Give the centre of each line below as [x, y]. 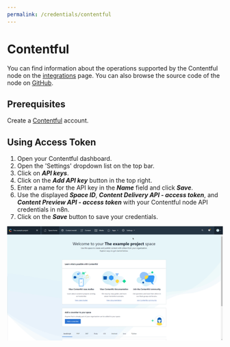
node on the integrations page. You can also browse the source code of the [114, 75]
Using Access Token [52, 142]
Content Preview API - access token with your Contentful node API [112, 203]
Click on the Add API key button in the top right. [85, 181]
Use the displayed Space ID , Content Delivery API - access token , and [117, 195]
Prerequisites [36, 104]
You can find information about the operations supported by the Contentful [113, 68]
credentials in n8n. [43, 209]
